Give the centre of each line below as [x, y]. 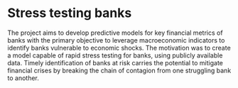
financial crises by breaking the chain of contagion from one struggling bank [119, 70]
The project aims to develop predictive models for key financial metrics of [115, 33]
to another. [23, 78]
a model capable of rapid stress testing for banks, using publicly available [115, 55]
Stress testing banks [70, 13]
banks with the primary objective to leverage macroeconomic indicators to [116, 40]
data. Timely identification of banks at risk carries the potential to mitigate [115, 62]
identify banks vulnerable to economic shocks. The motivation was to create [119, 48]
